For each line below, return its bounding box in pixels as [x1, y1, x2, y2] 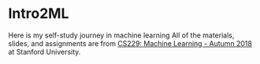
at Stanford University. [8, 47, 81, 56]
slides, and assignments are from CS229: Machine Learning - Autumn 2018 [8, 38, 252, 48]
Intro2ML [8, 5, 69, 23]
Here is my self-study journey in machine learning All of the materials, [8, 30, 235, 40]
